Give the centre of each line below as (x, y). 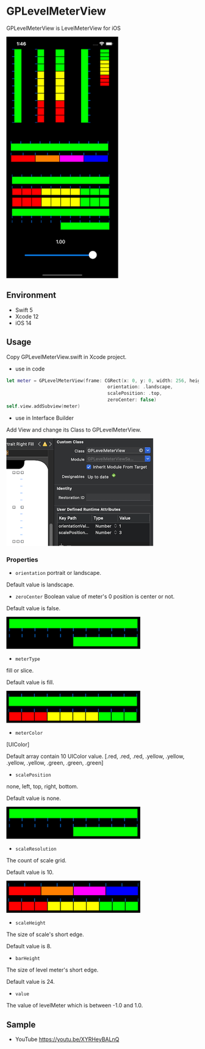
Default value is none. (34, 798)
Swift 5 (24, 310)
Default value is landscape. (40, 585)
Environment (31, 295)
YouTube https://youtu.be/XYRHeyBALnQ (67, 1039)
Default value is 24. (31, 982)
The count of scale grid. (37, 860)
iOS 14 (23, 323)
